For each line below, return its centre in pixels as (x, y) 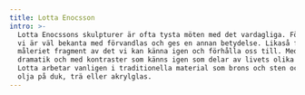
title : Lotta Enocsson (52, 18)
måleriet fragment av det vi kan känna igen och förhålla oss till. (150, 52)
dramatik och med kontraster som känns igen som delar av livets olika (156, 60)
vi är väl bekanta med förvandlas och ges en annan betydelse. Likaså (154, 43)
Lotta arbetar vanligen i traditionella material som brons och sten (152, 69)
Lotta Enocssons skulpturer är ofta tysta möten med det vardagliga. (152, 34)
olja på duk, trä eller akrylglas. (85, 77)
